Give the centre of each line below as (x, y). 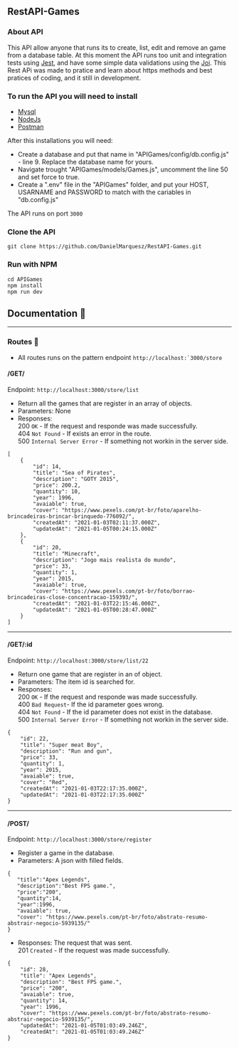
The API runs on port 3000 (45, 213)
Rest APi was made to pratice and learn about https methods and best (110, 70)
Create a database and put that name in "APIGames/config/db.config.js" (123, 154)
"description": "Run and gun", (67, 751)
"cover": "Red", (44, 783)
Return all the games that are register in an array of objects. (105, 403)
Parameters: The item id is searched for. (76, 682)
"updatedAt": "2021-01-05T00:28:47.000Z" (95, 610)
